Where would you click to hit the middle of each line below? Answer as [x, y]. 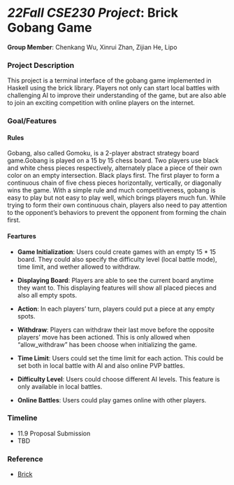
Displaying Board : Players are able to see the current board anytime [116, 280]
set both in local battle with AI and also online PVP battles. [101, 365]
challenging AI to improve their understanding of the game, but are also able [117, 95]
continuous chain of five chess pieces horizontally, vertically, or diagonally [115, 183]
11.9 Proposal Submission [54, 433]
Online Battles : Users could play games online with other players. [112, 400]
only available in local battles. [60, 386]
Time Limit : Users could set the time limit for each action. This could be [120, 358]
